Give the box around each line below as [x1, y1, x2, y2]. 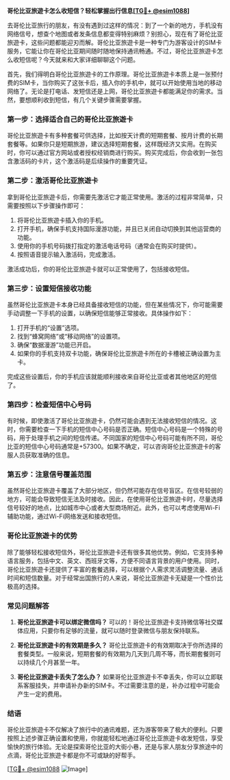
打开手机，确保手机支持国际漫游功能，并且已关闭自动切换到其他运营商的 [16, 224, 221, 232]
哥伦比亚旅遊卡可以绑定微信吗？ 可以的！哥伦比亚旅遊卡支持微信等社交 [16, 618, 217, 626]
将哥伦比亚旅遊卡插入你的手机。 [16, 216, 107, 224]
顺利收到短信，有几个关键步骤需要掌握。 [30, 96, 145, 103]
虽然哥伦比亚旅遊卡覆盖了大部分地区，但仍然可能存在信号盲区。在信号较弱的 [7, 487, 223, 495]
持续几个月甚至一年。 [23, 658, 84, 667]
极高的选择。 [7, 582, 43, 590]
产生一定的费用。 [16, 690, 66, 698]
